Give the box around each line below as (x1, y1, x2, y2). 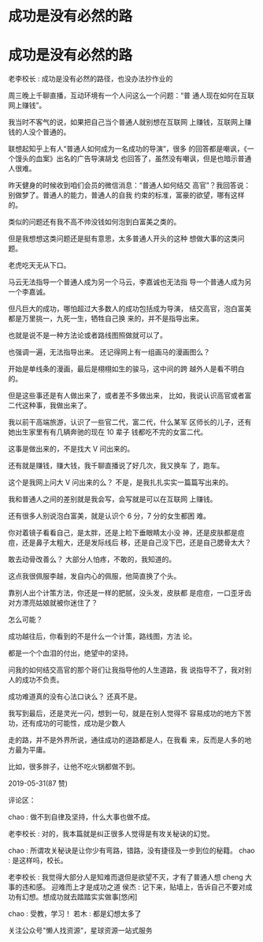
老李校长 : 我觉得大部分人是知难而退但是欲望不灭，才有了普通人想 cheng (8, 873, 244, 882)
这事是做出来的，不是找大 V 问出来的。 (8, 444, 135, 454)
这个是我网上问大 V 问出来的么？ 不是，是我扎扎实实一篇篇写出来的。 (8, 478, 233, 487)
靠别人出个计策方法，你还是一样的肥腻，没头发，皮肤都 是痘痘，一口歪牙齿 (8, 588, 252, 598)
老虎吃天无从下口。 (8, 261, 71, 270)
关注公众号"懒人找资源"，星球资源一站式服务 (8, 925, 154, 936)
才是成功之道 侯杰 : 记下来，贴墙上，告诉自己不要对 (78, 882, 246, 892)
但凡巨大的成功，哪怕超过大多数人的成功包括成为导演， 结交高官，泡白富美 (8, 304, 252, 313)
